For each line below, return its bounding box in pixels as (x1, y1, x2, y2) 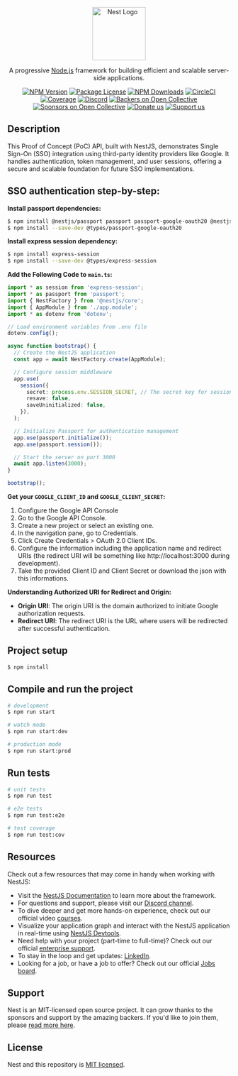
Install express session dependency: (7, 237, 118, 246)
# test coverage (7, 825, 55, 832)
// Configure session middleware (13, 368, 113, 375)
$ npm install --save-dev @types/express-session (7, 258, 157, 265)
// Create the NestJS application (13, 349, 115, 356)
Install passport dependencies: (7, 204, 101, 212)
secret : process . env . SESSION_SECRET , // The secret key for (25, 388, 208, 395)
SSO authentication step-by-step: (7, 185, 161, 197)
